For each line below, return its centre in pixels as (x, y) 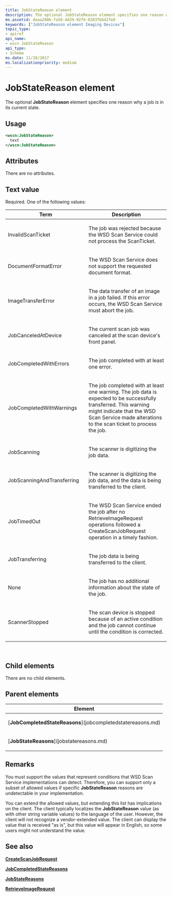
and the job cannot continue (122, 626)
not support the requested (120, 266)
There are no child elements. (36, 678)
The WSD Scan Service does (123, 260)
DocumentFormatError (35, 266)
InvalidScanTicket (29, 235)
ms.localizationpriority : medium (41, 63)
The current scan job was (119, 329)
